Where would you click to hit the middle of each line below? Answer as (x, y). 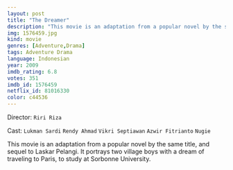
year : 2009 (23, 65)
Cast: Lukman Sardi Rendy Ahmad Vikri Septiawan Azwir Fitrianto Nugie (109, 130)
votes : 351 (23, 78)
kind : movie (24, 40)
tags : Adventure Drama (40, 53)
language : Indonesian (38, 59)
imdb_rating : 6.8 (32, 71)
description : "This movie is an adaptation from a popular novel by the (114, 26)
